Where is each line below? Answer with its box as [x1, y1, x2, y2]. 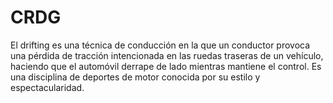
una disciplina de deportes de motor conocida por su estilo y [10, 71, 261, 83]
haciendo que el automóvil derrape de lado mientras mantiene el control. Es [10, 60, 322, 72]
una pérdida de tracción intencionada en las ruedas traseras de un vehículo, [10, 49, 324, 61]
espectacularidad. [10, 81, 85, 93]
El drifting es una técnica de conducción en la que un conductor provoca [10, 39, 311, 51]
